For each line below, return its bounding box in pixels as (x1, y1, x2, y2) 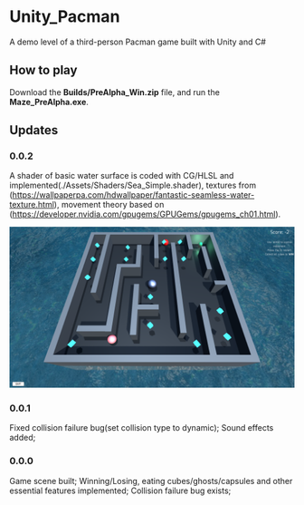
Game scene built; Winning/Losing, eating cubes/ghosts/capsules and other (9, 475, 293, 486)
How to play (9, 63, 78, 78)
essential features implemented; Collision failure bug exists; (9, 485, 232, 496)
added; (9, 432, 36, 443)
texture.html (9, 199, 54, 210)
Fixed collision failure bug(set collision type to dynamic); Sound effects (9, 422, 274, 433)
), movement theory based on (53, 199, 165, 210)
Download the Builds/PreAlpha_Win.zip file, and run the (9, 86, 220, 97)
